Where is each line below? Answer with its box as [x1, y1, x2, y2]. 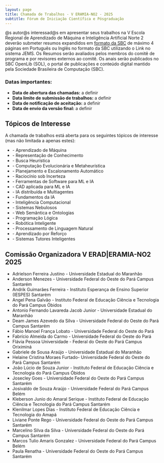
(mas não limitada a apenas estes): [5, 138, 76, 144]
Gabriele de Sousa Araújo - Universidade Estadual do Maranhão [12, 349, 142, 355]
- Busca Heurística [12, 158, 50, 163]
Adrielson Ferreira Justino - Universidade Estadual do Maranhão [12, 271, 142, 277]
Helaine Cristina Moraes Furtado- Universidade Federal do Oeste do [12, 354, 150, 360]
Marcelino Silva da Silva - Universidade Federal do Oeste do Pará [12, 428, 145, 434]
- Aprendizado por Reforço [12, 231, 67, 237]
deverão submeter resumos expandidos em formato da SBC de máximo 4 [5, 40, 154, 46]
